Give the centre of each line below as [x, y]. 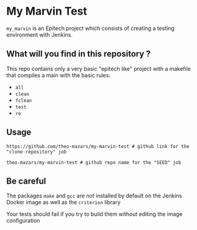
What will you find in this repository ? [79, 54]
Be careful [26, 181]
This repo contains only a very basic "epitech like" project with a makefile [99, 69]
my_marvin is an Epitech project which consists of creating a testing [91, 28]
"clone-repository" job [37, 152]
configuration [23, 221]
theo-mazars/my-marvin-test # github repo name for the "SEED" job [94, 162]
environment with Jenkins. [40, 34]
